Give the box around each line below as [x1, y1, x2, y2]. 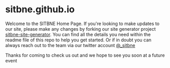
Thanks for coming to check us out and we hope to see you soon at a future [5, 52, 165, 58]
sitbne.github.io [5, 4, 75, 15]
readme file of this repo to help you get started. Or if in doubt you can [5, 37, 152, 43]
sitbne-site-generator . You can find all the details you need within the [5, 31, 151, 37]
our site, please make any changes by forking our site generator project [5, 26, 156, 32]
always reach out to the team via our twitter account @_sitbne [5, 42, 135, 48]
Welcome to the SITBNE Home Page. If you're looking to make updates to [5, 20, 160, 27]
